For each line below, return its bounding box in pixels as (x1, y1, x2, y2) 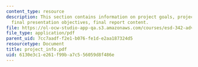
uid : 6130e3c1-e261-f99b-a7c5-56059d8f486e (6, 52, 115, 58)
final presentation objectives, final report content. (11, 19, 149, 25)
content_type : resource (6, 8, 65, 15)
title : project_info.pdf (6, 47, 67, 52)
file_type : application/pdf (6, 30, 75, 36)
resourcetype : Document (6, 41, 65, 47)
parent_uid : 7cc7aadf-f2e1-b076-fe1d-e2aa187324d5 (6, 36, 133, 41)
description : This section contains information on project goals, (6, 14, 176, 20)
